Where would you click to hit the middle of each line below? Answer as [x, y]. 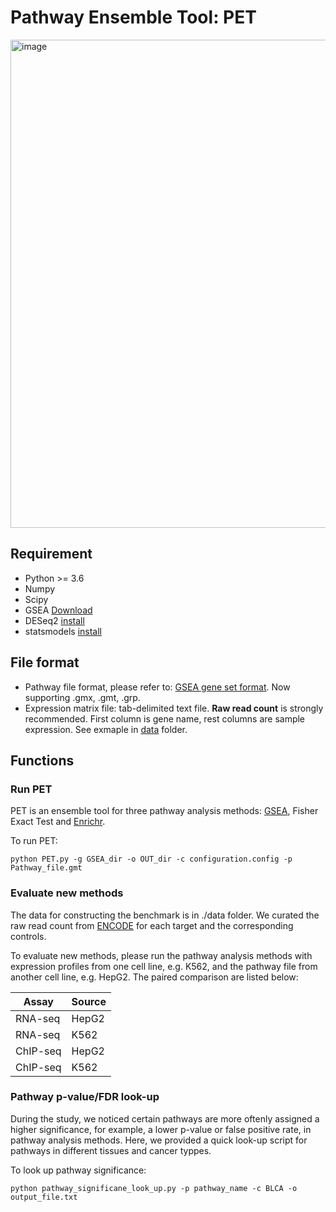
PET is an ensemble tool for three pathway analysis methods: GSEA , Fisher [164, 811]
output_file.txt [44, 1197]
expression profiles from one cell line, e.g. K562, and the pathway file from [164, 966]
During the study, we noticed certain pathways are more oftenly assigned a [165, 1118]
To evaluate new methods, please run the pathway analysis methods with [161, 955]
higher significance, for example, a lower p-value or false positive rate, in [161, 1129]
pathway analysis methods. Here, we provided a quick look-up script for [159, 1140]
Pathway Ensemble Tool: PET [133, 17]
